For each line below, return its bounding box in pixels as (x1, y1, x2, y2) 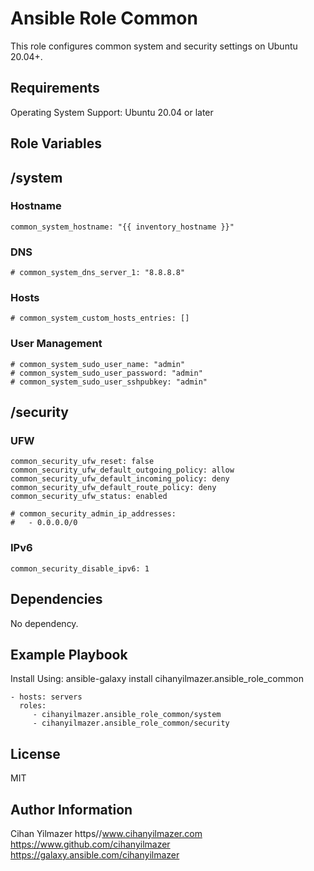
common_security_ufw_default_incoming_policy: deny (10, 474, 230, 484)
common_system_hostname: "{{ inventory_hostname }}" (10, 222, 235, 232)
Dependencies (10, 591, 103, 608)
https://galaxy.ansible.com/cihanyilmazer (10, 848, 180, 861)
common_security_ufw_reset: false (10, 457, 155, 467)
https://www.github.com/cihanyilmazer (10, 838, 171, 850)
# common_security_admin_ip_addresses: (10, 509, 177, 519)
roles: (19, 701, 47, 711)
